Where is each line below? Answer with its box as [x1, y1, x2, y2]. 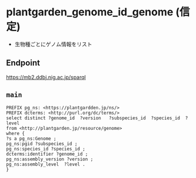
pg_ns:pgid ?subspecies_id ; [6, 140, 78, 147]
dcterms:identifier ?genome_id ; [6, 151, 88, 157]
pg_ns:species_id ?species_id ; [6, 146, 85, 152]
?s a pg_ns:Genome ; [6, 136, 57, 142]
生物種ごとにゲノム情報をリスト [14, 41, 92, 48]
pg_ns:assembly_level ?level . [6, 161, 85, 167]
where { [6, 130, 25, 136]
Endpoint [6, 58, 40, 68]
